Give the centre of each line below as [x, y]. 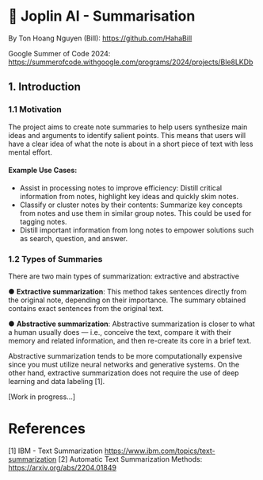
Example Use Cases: [43, 171]
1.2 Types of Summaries [55, 259]
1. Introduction [44, 87]
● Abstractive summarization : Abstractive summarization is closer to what [131, 324]
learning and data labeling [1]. [57, 382]
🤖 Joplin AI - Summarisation [102, 16]
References [47, 429]
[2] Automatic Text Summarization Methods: [130, 459]
